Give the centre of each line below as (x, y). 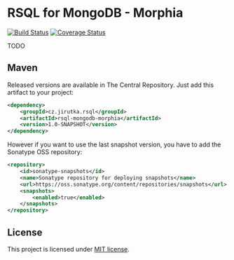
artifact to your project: (41, 92)
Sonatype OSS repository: (45, 152)
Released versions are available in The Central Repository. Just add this (111, 85)
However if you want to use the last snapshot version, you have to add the (114, 144)
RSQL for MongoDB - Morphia (95, 13)
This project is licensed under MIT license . (68, 249)
